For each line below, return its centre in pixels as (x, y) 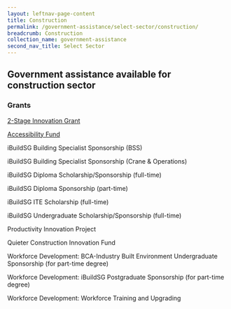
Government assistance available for (89, 74)
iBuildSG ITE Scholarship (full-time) (58, 202)
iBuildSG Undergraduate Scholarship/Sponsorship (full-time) (94, 215)
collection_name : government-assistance (67, 40)
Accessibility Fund (34, 134)
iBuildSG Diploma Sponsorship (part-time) (68, 188)
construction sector (51, 86)
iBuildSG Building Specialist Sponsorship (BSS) (75, 148)
